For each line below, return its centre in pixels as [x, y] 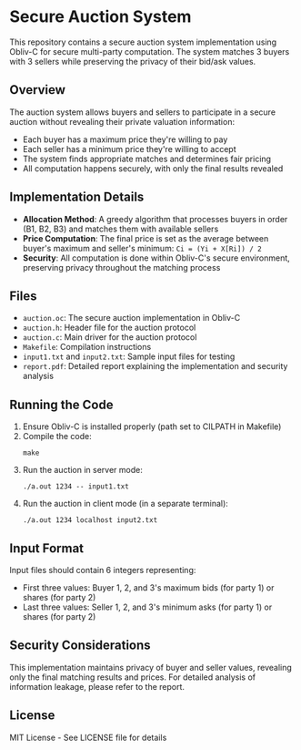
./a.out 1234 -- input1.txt [75, 487]
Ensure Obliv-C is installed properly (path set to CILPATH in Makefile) [152, 426]
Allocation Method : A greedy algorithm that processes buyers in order [155, 219]
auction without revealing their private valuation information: [122, 121]
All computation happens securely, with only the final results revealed [153, 168]
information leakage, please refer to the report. [97, 686]
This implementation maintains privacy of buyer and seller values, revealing [151, 667]
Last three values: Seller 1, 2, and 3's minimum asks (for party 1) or [147, 607]
